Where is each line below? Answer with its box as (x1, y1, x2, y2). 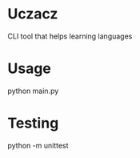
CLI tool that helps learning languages (7, 31, 133, 41)
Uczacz (7, 5, 58, 23)
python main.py (7, 86, 59, 95)
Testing (7, 114, 59, 132)
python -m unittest (7, 140, 69, 150)
